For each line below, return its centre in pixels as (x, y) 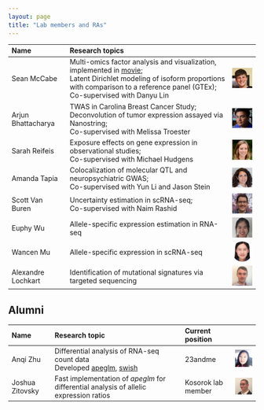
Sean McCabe (34, 79)
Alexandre (28, 272)
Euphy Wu (28, 228)
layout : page (29, 17)
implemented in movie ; (106, 70)
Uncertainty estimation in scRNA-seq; (131, 200)
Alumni (26, 310)
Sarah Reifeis (33, 150)
